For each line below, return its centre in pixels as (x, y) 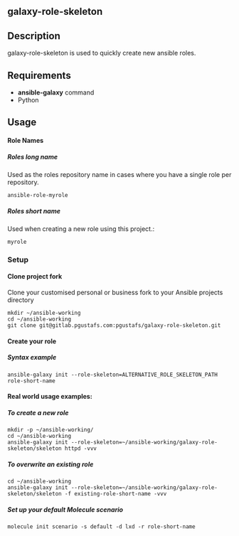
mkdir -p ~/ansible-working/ (51, 430)
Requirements (39, 75)
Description (34, 36)
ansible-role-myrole (38, 195)
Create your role (32, 341)
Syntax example (32, 358)
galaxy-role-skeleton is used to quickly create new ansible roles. (102, 53)
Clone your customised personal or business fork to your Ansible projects (115, 293)
